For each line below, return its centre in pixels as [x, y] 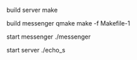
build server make [32, 10]
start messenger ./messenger [49, 37]
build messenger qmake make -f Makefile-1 [68, 23]
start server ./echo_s [36, 50]
